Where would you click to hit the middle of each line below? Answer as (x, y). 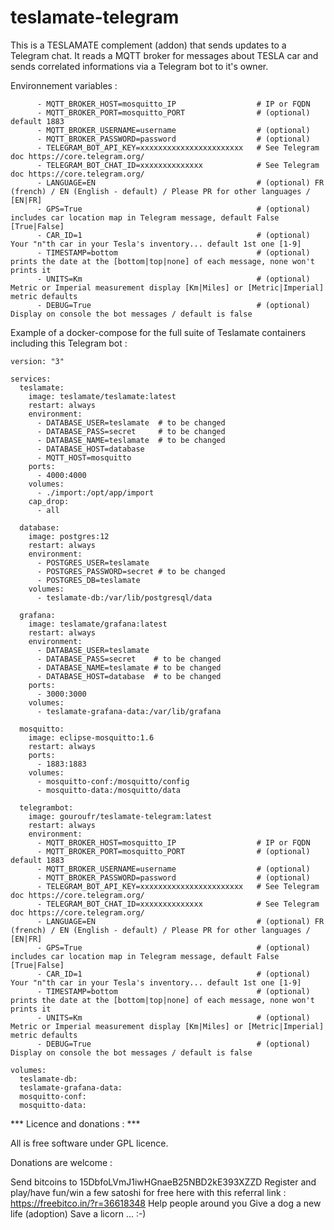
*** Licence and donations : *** (75, 1123)
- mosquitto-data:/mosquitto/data (109, 790)
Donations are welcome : (61, 1162)
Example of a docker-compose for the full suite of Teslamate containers (158, 332)
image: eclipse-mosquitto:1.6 (91, 737)
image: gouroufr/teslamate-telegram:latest (120, 816)
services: (31, 379)
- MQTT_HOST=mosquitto (84, 457)
